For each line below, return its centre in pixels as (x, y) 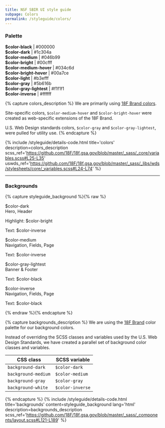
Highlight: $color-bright (29, 221)
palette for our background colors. (40, 327)
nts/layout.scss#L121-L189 (32, 420)
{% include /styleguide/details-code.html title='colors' (60, 142)
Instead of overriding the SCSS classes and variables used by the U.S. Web (81, 337)
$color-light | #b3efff (27, 78)
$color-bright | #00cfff (29, 62)
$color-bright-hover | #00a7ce (37, 73)
